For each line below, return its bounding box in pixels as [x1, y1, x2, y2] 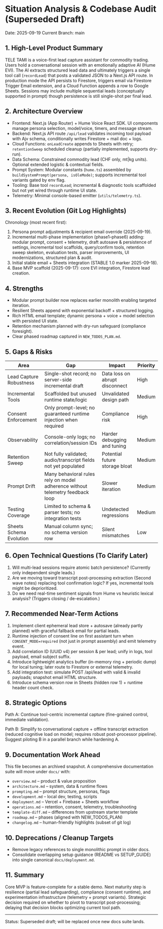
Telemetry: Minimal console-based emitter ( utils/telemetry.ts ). [12, 192, 142, 198]
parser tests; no [44, 509, 80, 515]
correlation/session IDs [44, 439, 97, 446]
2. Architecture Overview [5, 107, 83, 115]
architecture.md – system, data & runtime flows [12, 783, 108, 789]
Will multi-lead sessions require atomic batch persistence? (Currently [12, 565, 150, 570]
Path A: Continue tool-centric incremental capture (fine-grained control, [5, 711, 149, 717]
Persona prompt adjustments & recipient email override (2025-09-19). [12, 229, 152, 235]
